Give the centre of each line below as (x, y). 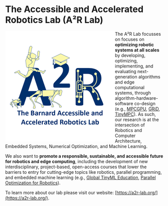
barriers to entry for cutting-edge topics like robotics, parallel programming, (83, 172)
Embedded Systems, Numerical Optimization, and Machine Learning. (76, 146)
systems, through (133, 93)
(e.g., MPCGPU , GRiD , (138, 109)
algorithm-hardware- (137, 98)
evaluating (126, 71)
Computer (125, 135)
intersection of (130, 125)
